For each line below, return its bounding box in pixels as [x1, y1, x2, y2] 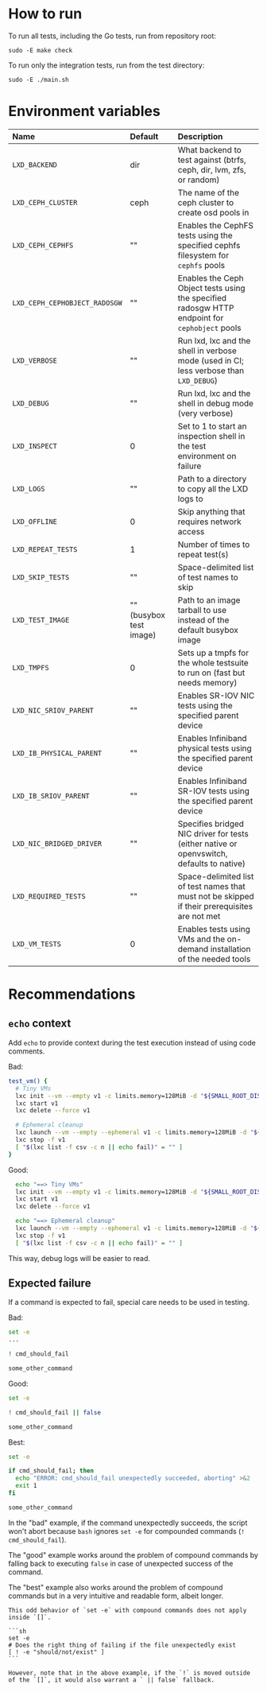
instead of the [177, 614, 230, 625]
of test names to [177, 572, 238, 583]
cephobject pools [177, 322, 242, 333]
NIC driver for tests [177, 828, 249, 839]
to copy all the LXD [177, 483, 249, 494]
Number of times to [177, 538, 250, 549]
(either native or [177, 838, 238, 849]
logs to [177, 493, 203, 504]
